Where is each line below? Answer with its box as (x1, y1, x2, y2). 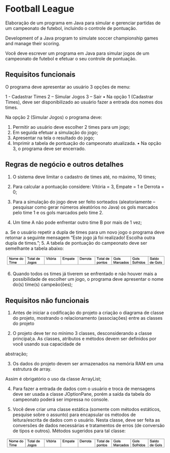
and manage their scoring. (5, 40, 60, 46)
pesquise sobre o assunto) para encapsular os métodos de (12, 411, 136, 418)
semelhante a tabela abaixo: (5, 245, 64, 251)
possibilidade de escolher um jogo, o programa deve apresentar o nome (12, 276, 164, 282)
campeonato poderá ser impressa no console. (12, 396, 109, 403)
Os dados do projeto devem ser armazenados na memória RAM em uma (12, 361, 164, 367)
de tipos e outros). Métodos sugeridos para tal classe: (12, 428, 126, 434)
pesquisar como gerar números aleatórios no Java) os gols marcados (12, 204, 158, 210)
